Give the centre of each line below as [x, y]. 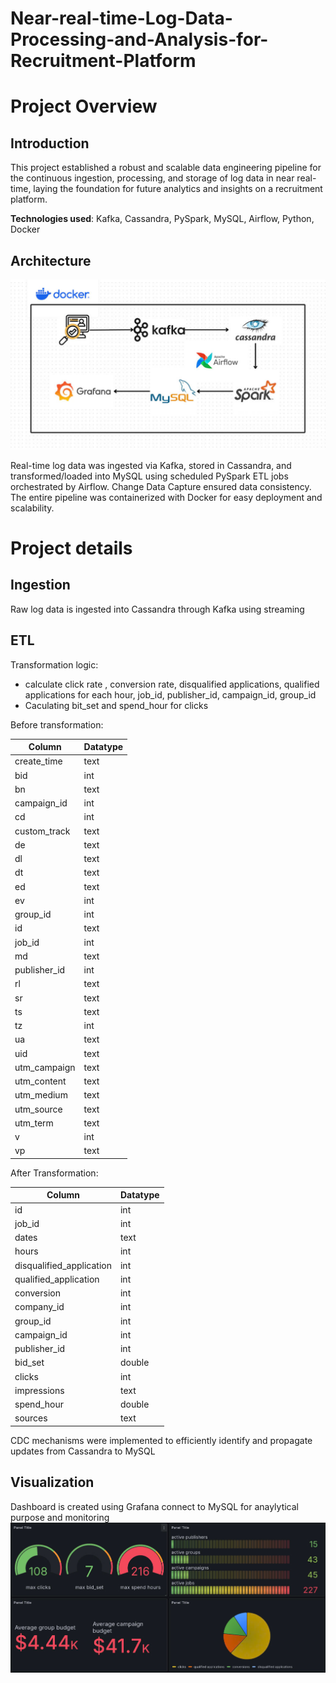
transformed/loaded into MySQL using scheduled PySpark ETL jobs [149, 476]
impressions [39, 1390]
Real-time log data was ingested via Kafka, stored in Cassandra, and [151, 465]
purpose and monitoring [60, 1517]
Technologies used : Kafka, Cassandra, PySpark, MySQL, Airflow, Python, [162, 219]
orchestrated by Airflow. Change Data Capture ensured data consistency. [161, 486]
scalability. [32, 508]
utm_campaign [45, 1067]
